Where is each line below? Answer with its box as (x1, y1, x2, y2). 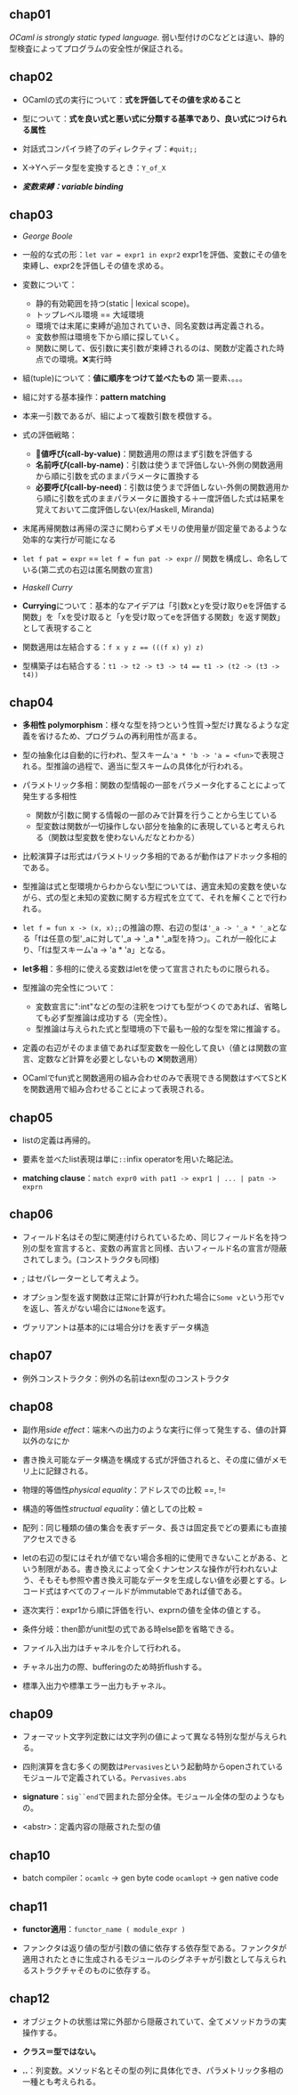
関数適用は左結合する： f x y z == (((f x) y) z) (21, 641, 205, 653)
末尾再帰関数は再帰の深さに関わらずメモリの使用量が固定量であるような (21, 523, 287, 534)
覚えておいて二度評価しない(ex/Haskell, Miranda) (35, 504, 215, 515)
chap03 (9, 208, 53, 223)
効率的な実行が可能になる (21, 534, 117, 545)
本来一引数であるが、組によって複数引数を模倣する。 (21, 411, 217, 421)
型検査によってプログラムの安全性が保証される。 (9, 43, 189, 53)
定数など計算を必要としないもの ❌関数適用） (37, 1054, 203, 1064)
